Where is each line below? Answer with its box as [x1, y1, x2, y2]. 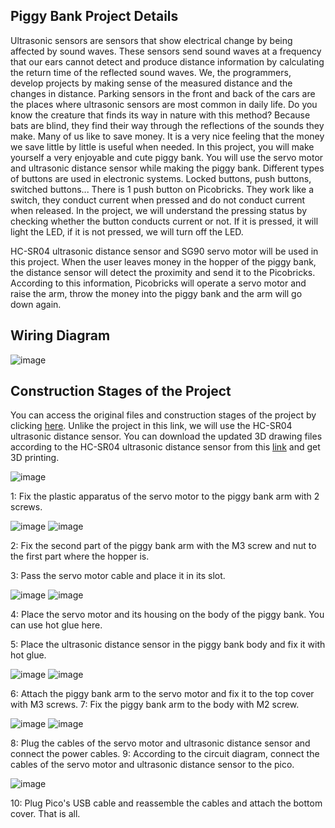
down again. [10, 298, 62, 310]
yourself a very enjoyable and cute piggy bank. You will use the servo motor [10, 151, 324, 163]
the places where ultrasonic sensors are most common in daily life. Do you [10, 98, 318, 110]
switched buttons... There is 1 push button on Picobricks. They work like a [10, 183, 315, 195]
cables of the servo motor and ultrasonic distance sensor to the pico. [10, 759, 295, 771]
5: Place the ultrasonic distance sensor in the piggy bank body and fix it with [10, 639, 326, 651]
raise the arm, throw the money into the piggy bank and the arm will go [10, 287, 303, 299]
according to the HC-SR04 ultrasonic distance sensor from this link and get [10, 441, 321, 453]
